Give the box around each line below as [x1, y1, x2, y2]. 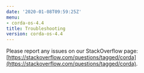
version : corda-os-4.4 [6, 31, 63, 37]
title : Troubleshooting [6, 25, 66, 32]
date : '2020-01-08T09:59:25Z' [6, 8, 82, 15]
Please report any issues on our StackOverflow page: [6, 47, 138, 54]
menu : [6, 14, 20, 20]
